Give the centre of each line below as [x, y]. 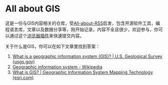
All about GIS [33, 9]
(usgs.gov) [23, 61]
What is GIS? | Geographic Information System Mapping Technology [83, 72]
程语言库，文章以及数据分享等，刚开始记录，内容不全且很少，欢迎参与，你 [82, 29]
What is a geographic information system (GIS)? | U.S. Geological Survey [87, 56]
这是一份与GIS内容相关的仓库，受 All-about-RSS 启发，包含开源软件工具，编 [82, 23]
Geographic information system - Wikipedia [57, 67]
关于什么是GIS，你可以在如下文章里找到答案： [53, 46]
